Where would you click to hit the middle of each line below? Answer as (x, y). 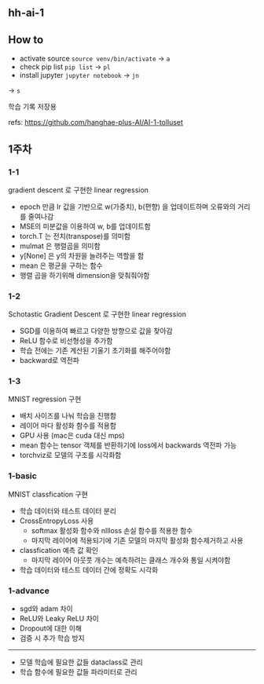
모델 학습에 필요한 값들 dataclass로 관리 (81, 662)
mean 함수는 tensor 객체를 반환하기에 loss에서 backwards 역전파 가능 (128, 445)
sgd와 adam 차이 (46, 609)
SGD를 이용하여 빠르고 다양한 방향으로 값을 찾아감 (96, 331)
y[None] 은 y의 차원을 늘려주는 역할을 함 (82, 255)
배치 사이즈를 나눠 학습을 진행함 (68, 416)
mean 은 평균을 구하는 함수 (61, 265)
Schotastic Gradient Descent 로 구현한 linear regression (97, 314)
